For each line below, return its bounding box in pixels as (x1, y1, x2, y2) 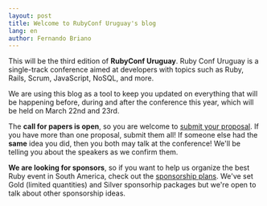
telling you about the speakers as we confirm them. (8, 147, 179, 157)
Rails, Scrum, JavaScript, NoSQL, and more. (8, 73, 154, 83)
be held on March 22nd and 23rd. (8, 106, 120, 116)
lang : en (8, 27, 38, 35)
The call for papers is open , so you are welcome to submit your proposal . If (8, 122, 259, 131)
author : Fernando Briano (8, 34, 92, 43)
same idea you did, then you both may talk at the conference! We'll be (8, 138, 241, 149)
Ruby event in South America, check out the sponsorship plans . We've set (8, 171, 253, 181)
